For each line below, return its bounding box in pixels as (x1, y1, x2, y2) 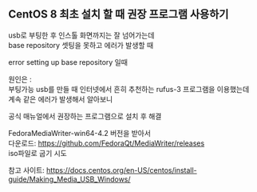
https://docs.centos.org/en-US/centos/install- (46, 165, 197, 174)
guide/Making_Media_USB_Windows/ (8, 174, 131, 184)
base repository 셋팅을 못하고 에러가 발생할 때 (8, 40, 154, 50)
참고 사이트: (8, 165, 45, 174)
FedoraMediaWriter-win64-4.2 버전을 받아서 (8, 128, 152, 138)
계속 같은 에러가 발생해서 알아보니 (8, 94, 113, 104)
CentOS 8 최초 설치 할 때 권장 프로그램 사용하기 (8, 7, 229, 22)
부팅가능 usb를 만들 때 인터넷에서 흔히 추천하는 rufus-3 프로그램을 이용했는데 (8, 84, 250, 94)
